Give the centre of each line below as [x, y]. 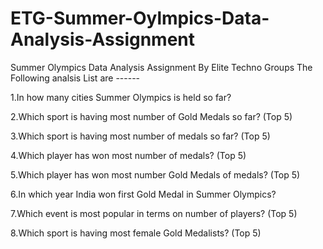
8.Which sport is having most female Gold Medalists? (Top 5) [136, 233]
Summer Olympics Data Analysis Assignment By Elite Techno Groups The [161, 67]
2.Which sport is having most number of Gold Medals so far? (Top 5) [151, 116]
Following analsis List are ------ [75, 78]
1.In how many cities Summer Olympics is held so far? [121, 97]
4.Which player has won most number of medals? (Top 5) [128, 155]
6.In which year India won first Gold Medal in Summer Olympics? [143, 194]
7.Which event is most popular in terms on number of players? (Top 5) [154, 213]
